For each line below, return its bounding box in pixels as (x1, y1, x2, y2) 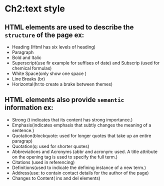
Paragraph (11, 49, 34, 55)
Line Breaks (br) (11, 76, 45, 81)
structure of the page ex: (4, 30, 84, 39)
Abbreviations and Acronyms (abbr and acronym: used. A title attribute (11, 148, 158, 154)
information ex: (4, 103, 53, 112)
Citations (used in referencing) (11, 159, 75, 165)
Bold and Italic (11, 54, 42, 60)
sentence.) (11, 127, 34, 133)
